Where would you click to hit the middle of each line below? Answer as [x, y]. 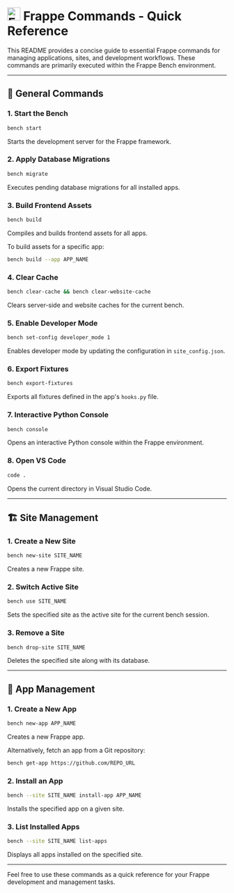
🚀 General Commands [55, 94]
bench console [28, 429]
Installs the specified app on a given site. [66, 809]
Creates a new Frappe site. [46, 569]
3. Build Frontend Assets [49, 205]
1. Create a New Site [41, 541]
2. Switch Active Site [43, 587]
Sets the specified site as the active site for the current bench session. [108, 615]
